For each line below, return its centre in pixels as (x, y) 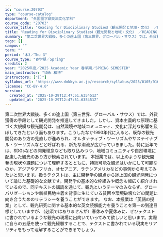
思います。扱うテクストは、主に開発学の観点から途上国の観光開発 (83, 175)
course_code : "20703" (27, 23)
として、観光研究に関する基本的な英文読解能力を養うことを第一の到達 (83, 205)
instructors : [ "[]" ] (26, 77)
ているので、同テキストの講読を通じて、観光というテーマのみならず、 (75, 187)
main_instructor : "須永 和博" (34, 73)
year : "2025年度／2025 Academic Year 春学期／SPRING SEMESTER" (68, 68)
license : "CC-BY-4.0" (27, 86)
